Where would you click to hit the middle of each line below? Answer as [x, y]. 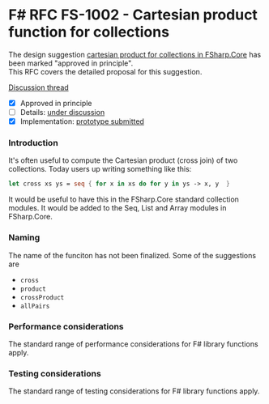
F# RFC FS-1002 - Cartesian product [133, 15]
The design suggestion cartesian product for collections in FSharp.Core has [135, 54]
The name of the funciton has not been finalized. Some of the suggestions [132, 255]
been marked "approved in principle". [71, 63]
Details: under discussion [62, 112]
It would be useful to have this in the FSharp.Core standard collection [124, 199]
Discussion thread [38, 87]
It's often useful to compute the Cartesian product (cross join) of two [123, 160]
